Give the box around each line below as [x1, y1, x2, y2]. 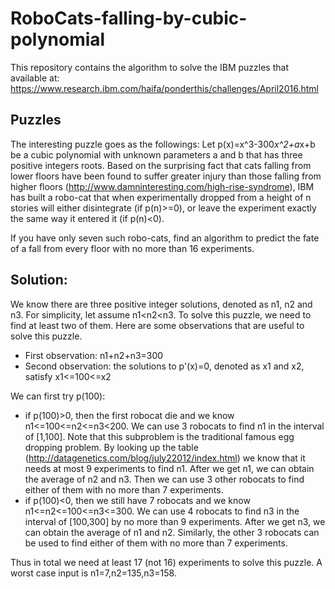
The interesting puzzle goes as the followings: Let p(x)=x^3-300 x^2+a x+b [10, 138, 316, 150]
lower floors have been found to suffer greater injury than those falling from [10, 170, 322, 182]
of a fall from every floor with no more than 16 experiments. [10, 242, 255, 254]
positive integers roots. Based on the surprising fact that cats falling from [10, 159, 312, 171]
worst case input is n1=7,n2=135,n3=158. [10, 567, 177, 579]
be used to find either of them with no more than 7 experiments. [24, 537, 288, 549]
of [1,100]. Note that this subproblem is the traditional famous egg [24, 430, 295, 442]
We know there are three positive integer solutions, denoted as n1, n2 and [10, 298, 313, 310]
